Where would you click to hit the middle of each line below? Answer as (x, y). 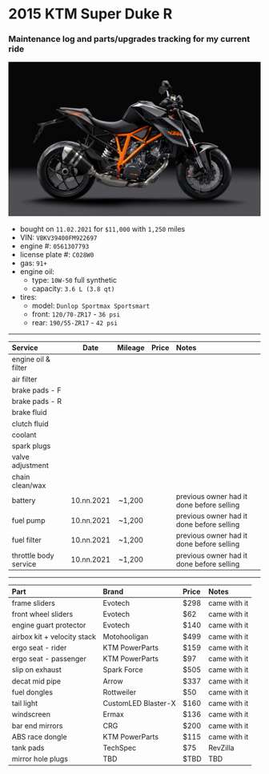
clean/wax (29, 485)
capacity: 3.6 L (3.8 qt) (73, 288)
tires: (28, 296)
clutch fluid (30, 423)
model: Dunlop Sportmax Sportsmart (91, 305)
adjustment (30, 466)
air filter (24, 379)
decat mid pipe (36, 681)
